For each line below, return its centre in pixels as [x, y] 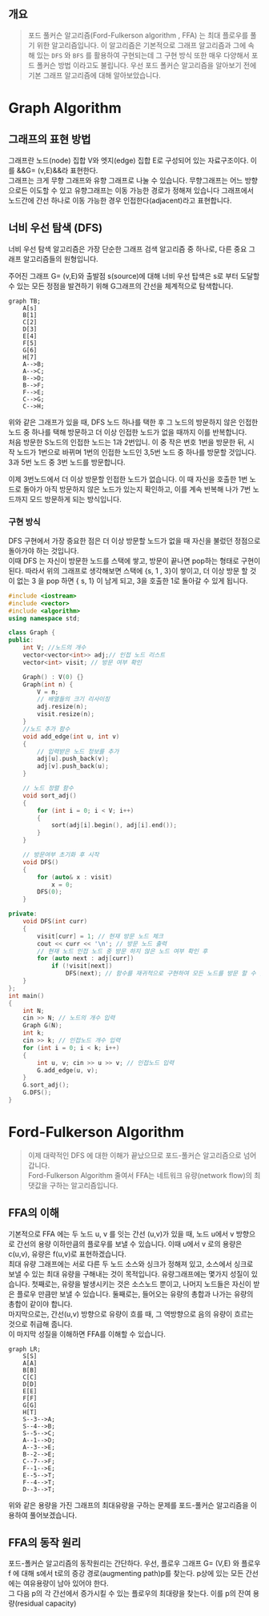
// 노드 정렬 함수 [48, 788]
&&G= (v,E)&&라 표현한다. [57, 170]
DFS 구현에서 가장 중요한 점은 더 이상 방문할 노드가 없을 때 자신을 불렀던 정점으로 [134, 541]
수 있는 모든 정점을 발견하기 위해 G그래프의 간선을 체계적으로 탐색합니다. [121, 286]
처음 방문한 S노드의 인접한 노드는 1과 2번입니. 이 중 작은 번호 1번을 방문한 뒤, [127, 442]
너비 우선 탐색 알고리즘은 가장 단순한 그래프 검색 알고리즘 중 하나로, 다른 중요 [128, 249]
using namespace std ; [44, 618]
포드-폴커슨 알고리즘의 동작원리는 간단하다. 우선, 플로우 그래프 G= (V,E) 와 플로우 [134, 1563]
